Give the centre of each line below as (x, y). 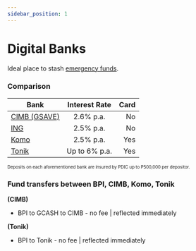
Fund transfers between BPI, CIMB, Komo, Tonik (91, 184)
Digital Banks (47, 48)
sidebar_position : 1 (38, 14)
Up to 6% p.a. (90, 151)
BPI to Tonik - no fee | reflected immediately (81, 240)
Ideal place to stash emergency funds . (63, 68)
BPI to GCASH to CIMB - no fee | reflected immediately (97, 213)
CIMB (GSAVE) (35, 116)
